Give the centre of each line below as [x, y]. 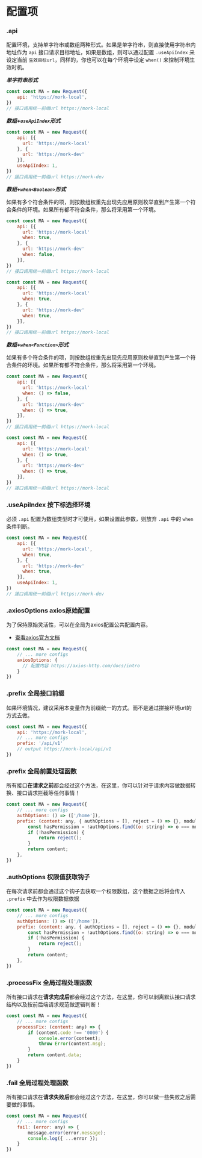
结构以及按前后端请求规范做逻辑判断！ [54, 1004]
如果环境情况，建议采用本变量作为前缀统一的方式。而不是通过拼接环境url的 [99, 708]
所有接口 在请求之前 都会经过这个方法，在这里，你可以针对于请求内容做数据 [98, 785]
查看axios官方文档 [37, 638]
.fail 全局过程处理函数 [37, 1083]
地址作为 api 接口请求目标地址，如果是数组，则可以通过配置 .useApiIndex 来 [101, 52]
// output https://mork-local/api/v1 [64, 749]
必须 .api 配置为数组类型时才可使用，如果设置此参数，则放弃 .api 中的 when [100, 519]
